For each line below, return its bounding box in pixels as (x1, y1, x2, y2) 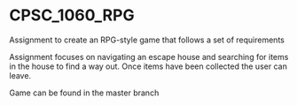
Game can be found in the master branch (9, 87, 160, 98)
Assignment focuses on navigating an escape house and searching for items (9, 51, 289, 62)
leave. (9, 70, 32, 80)
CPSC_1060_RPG (9, 5, 135, 26)
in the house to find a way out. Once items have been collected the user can (9, 61, 288, 71)
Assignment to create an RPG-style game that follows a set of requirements (9, 34, 285, 45)
